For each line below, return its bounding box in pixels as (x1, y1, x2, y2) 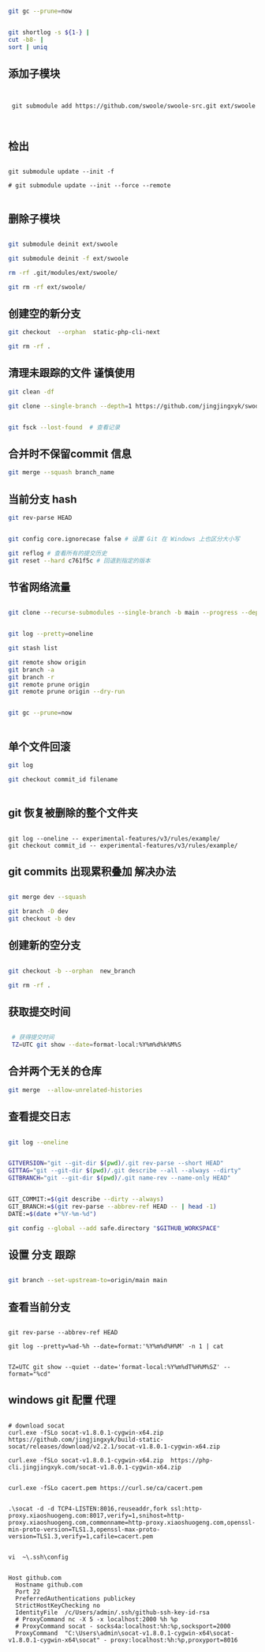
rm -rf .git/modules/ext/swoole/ (8, 269, 118, 277)
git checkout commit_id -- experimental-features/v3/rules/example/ (8, 841, 238, 849)
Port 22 (15, 1587, 41, 1596)
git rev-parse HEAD (8, 514, 73, 521)
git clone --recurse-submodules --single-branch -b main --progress (8, 609, 238, 617)
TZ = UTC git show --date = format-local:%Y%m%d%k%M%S (11, 1040, 181, 1049)
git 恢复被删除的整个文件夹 (8, 807, 138, 820)
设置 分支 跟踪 (8, 1247, 76, 1261)
